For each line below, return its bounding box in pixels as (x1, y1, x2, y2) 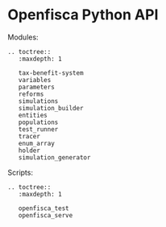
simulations (18, 97, 59, 105)
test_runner (18, 125, 59, 134)
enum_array (18, 139, 56, 147)
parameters (18, 83, 56, 91)
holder (18, 147, 41, 155)
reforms (18, 90, 44, 98)
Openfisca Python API (7, 6, 159, 24)
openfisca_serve (18, 211, 73, 219)
